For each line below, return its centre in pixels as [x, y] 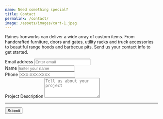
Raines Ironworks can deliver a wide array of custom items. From [70, 37]
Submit [14, 111]
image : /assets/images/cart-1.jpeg [41, 23]
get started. [16, 52]
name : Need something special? [37, 9]
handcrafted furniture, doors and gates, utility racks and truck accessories [79, 42]
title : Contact [20, 14]
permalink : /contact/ [27, 18]
